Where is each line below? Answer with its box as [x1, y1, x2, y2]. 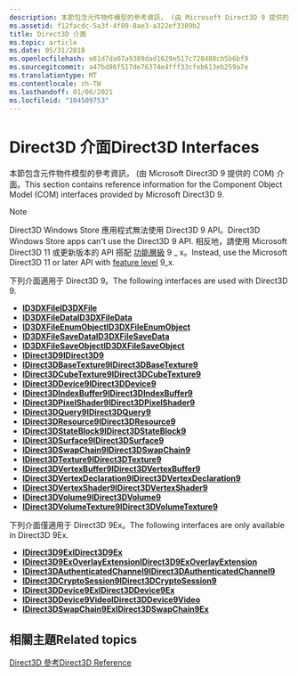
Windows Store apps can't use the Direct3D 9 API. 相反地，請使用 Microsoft [9, 236, 287, 247]
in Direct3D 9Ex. [9, 530, 69, 541]
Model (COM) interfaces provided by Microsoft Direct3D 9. [9, 189, 225, 200]
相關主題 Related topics [9, 631, 138, 647]
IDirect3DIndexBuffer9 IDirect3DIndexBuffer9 [21, 388, 193, 399]
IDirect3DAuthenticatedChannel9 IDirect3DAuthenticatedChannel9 [21, 566, 276, 577]
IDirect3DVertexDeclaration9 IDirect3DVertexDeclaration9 [21, 473, 242, 484]
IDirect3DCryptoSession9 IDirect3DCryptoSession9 [21, 575, 217, 586]
